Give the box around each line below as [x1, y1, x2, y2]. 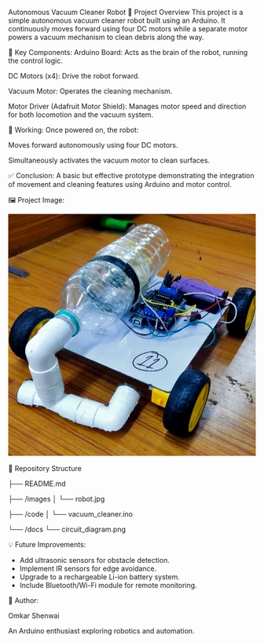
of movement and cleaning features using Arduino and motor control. [8, 180, 232, 188]
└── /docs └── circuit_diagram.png [8, 524, 126, 534]
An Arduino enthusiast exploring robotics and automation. [8, 626, 195, 635]
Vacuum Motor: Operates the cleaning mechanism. [8, 86, 173, 96]
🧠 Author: [8, 595, 39, 605]
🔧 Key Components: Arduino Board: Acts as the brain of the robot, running [8, 48, 248, 57]
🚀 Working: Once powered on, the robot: [8, 126, 139, 134]
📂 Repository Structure [8, 463, 82, 473]
